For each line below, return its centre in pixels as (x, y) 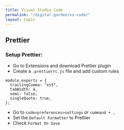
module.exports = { (26, 81)
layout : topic (20, 19)
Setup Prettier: (24, 55)
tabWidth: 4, (24, 90)
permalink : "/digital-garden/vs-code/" (48, 15)
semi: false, (24, 94)
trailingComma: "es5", (34, 85)
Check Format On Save (36, 123)
